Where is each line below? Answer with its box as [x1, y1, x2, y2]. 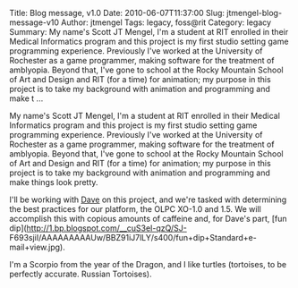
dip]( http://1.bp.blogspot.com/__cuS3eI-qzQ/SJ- [9, 223, 188, 233]
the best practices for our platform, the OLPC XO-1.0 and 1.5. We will [9, 204, 261, 214]
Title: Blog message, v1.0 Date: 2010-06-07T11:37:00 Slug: [9, 8, 226, 18]
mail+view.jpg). [9, 241, 65, 252]
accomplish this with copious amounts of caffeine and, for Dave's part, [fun [9, 214, 288, 224]
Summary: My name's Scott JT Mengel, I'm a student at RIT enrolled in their [9, 27, 289, 37]
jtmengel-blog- [226, 8, 283, 18]
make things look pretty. [9, 177, 98, 187]
